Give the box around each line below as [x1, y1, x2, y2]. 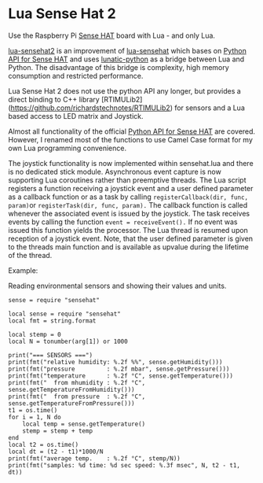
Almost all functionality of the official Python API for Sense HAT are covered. [8, 127, 256, 136]
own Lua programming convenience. [8, 143, 127, 153]
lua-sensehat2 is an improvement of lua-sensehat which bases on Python [8, 46, 247, 55]
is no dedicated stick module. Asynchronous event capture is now [8, 167, 221, 176]
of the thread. [8, 250, 53, 260]
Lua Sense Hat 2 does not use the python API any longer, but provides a [8, 86, 241, 95]
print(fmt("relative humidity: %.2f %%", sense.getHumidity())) [8, 358, 223, 366]
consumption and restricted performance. [8, 71, 144, 80]
